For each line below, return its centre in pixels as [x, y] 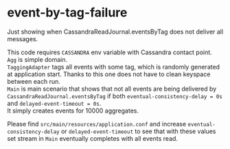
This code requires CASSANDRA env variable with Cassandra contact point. [110, 52]
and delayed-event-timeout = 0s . [54, 103]
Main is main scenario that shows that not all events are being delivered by [112, 89]
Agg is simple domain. [37, 59]
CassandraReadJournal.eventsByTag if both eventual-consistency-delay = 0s [115, 96]
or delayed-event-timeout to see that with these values [138, 131]
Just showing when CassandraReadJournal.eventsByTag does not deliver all [115, 32]
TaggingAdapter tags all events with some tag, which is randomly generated [114, 67]
